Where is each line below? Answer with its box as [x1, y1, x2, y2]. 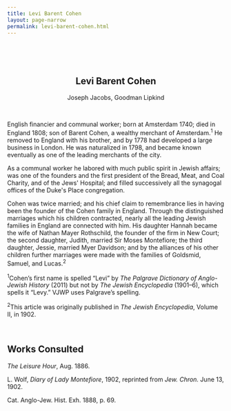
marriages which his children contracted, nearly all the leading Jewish [7, 214, 206, 222]
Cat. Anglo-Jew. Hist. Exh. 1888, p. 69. [7, 396, 116, 404]
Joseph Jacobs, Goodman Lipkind [67, 94, 165, 102]
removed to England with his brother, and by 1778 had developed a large [7, 136, 212, 144]
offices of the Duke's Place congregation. [7, 186, 125, 194]
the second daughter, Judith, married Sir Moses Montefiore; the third [7, 236, 203, 244]
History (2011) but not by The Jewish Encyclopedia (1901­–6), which [28, 281, 219, 290]
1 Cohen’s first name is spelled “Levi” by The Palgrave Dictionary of [7, 272, 197, 282]
